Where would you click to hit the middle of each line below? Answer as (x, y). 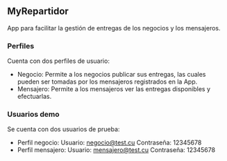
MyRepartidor (38, 11)
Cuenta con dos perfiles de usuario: (58, 61)
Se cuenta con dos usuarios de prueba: (64, 129)
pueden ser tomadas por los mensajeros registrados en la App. (107, 82)
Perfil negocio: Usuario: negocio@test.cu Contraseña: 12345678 (109, 143)
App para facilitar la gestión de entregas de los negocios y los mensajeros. (114, 28)
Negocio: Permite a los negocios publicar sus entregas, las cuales (111, 75)
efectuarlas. (34, 97)
